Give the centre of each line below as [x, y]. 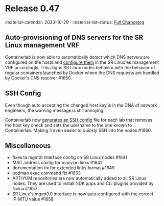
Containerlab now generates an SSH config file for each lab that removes [79, 120]
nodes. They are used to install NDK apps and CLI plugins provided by [83, 183]
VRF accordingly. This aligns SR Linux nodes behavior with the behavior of [80, 67]
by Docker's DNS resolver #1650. [38, 78]
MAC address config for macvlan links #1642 [57, 163]
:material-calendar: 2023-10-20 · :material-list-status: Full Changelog [75, 22]
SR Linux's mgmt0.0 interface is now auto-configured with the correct [83, 194]
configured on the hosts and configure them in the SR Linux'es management [82, 62]
